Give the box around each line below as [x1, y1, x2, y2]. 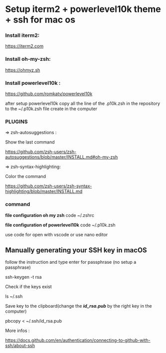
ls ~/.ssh [5, 293, 23, 300]
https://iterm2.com [5, 43, 44, 49]
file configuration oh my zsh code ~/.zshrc [5, 212, 95, 218]
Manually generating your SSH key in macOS [5, 246, 147, 255]
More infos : [5, 328, 30, 334]
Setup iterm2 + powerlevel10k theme [5, 3, 161, 15]
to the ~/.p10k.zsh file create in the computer [5, 106, 97, 112]
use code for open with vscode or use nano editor [5, 231, 108, 237]
